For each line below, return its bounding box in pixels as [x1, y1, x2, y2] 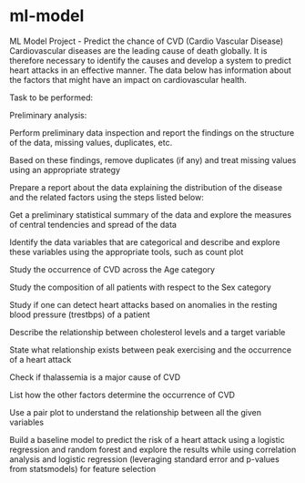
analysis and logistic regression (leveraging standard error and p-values [9, 453, 280, 465]
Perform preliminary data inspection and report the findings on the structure [9, 127, 295, 138]
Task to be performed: [9, 92, 94, 103]
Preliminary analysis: [9, 109, 87, 120]
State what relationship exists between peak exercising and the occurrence [9, 344, 292, 355]
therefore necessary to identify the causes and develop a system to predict [9, 55, 291, 66]
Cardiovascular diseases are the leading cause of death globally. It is [9, 45, 268, 56]
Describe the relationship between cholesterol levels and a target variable [9, 326, 286, 337]
